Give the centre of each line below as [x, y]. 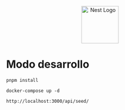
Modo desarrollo [48, 64]
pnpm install [22, 80]
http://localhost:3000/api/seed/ [48, 101]
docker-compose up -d [33, 91]
